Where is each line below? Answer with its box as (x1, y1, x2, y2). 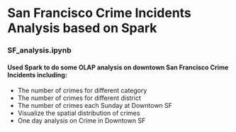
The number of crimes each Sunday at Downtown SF (17, 101, 172, 110)
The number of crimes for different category (17, 87, 147, 95)
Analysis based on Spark (7, 20, 157, 36)
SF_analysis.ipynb (7, 45, 72, 55)
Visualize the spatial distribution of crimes (17, 109, 140, 118)
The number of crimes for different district (17, 94, 142, 102)
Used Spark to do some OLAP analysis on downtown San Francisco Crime (7, 62, 229, 72)
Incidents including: (7, 70, 67, 79)
